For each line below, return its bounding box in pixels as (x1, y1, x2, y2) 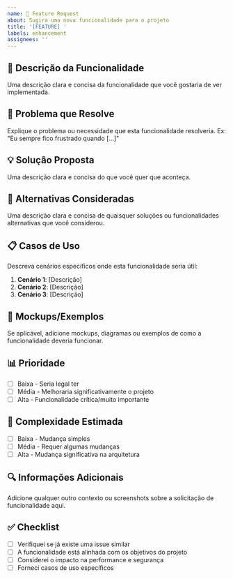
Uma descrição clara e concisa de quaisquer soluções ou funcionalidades (7, 211, 219, 220)
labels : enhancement (7, 29, 67, 37)
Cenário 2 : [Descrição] (17, 283, 83, 292)
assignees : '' (7, 36, 49, 43)
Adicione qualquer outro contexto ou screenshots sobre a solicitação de (7, 493, 214, 502)
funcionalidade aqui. (7, 501, 66, 509)
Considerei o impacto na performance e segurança (17, 555, 164, 564)
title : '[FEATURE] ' (7, 23, 67, 30)
